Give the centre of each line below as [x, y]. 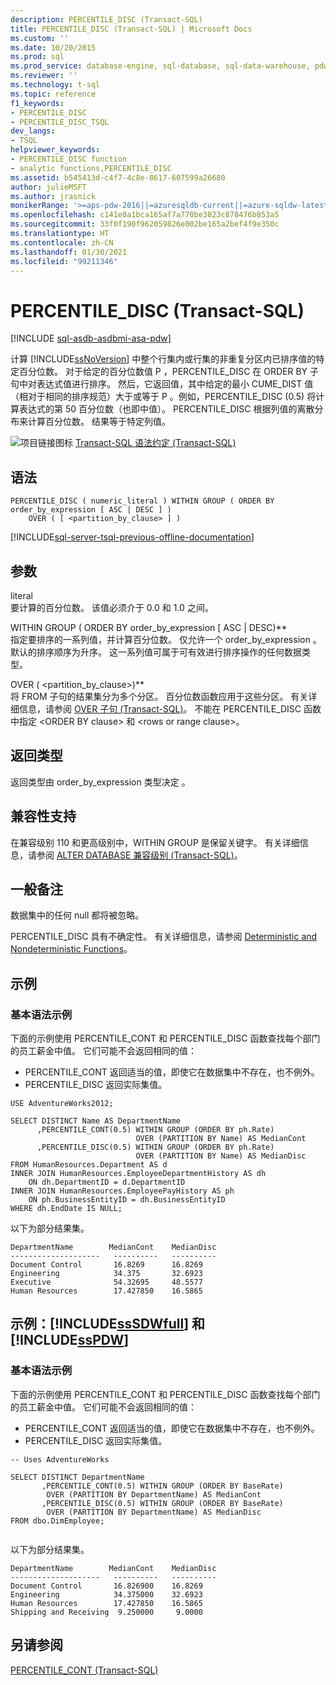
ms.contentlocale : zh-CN [62, 242]
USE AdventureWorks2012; [62, 1104]
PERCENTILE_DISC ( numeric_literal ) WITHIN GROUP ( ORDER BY [142, 501]
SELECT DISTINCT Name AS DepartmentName [96, 1121]
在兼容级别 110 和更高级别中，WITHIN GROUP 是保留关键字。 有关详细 [155, 842]
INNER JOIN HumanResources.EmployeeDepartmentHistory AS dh [138, 1174]
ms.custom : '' [40, 38]
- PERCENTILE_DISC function [69, 159]
